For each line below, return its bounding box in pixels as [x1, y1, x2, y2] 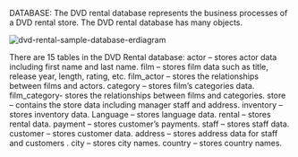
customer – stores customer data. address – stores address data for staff [9, 128, 278, 138]
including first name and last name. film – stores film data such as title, [9, 62, 268, 72]
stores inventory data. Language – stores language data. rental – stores [9, 109, 271, 119]
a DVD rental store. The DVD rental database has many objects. [9, 17, 243, 28]
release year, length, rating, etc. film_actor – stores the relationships [9, 71, 260, 82]
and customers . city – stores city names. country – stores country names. [9, 138, 283, 148]
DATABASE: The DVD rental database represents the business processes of [9, 8, 288, 18]
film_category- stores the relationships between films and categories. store [9, 90, 286, 100]
